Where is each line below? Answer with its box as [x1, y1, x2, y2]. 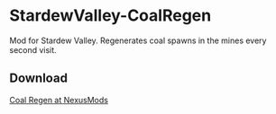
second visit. [9, 44, 57, 55]
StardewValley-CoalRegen [9, 5, 212, 26]
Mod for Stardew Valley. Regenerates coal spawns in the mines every [9, 35, 267, 46]
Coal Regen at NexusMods [9, 94, 108, 105]
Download [9, 71, 68, 86]
